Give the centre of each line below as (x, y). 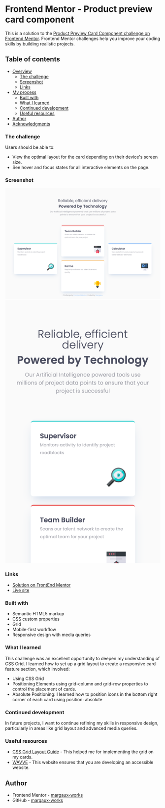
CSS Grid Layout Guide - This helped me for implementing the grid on (83, 752)
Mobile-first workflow (34, 630)
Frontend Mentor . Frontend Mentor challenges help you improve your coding (83, 39)
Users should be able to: (30, 147)
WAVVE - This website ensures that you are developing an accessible (83, 763)
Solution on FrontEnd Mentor (41, 585)
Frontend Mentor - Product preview (79, 9)
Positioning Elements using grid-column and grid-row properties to (80, 683)
